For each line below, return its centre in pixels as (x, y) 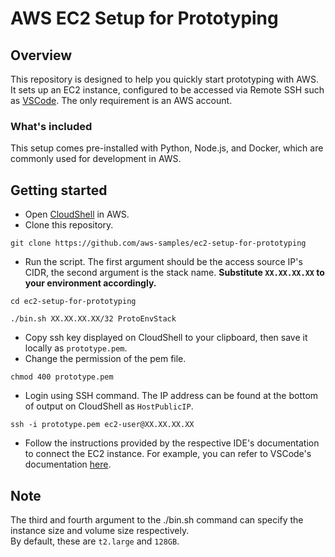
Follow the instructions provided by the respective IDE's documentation (172, 443)
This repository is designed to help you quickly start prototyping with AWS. (164, 79)
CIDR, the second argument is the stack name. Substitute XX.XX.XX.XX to (174, 273)
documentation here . (68, 464)
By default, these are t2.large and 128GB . (95, 541)
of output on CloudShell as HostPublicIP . (109, 406)
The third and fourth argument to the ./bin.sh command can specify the (157, 519)
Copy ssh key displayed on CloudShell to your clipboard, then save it (166, 338)
